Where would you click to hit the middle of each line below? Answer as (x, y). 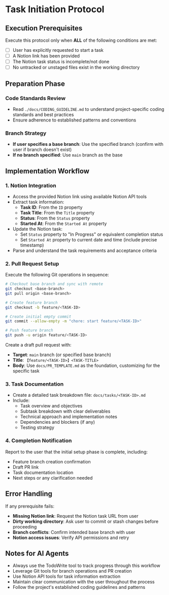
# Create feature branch (31, 303)
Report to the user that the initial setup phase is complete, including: (77, 452)
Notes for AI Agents (37, 553)
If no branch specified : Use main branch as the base (67, 155)
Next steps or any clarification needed (53, 478)
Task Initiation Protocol (55, 9)
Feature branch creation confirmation (52, 461)
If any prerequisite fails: (30, 506)
